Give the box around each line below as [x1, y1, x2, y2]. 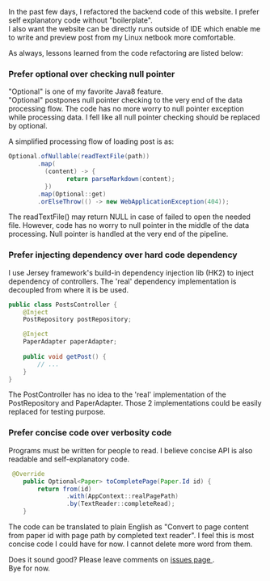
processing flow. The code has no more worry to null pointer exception [8, 104, 244, 114]
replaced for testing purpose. [8, 407, 106, 417]
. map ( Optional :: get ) [37, 190, 107, 198]
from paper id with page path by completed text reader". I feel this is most [8, 531, 255, 541]
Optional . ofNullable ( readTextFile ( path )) [8, 153, 150, 161]
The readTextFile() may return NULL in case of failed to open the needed [8, 212, 251, 221]
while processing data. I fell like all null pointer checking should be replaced [8, 112, 260, 122]
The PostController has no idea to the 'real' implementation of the [8, 389, 226, 399]
